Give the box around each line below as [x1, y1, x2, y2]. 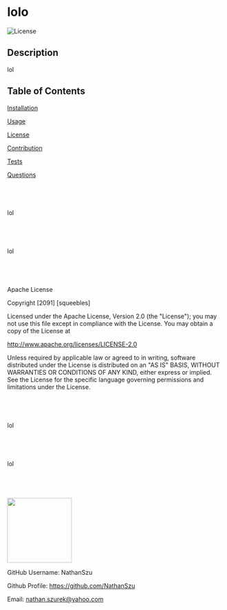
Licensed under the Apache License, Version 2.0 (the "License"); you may [7, 312, 217, 320]
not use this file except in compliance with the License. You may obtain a [7, 319, 213, 328]
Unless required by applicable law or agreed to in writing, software [7, 353, 196, 362]
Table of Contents [7, 86, 86, 97]
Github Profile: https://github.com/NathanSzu [7, 582, 136, 590]
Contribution [7, 144, 43, 152]
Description [7, 47, 58, 59]
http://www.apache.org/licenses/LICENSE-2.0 [7, 340, 138, 348]
